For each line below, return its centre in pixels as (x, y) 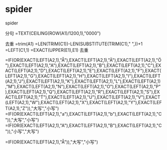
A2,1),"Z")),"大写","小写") (34, 108)
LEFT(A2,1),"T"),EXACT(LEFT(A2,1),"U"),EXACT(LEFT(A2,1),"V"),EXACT (88, 97)
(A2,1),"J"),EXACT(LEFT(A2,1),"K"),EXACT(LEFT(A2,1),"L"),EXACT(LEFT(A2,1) (83, 81)
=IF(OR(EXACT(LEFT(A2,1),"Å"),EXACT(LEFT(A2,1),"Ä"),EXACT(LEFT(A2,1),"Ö (83, 60)
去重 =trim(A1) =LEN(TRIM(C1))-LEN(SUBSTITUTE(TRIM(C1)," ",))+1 (74, 44)
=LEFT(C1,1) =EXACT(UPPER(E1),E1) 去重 (47, 50)
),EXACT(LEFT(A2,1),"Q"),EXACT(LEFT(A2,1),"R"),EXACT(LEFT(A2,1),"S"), (80, 92)
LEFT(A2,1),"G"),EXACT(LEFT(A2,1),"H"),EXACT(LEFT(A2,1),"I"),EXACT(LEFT (83, 76)
